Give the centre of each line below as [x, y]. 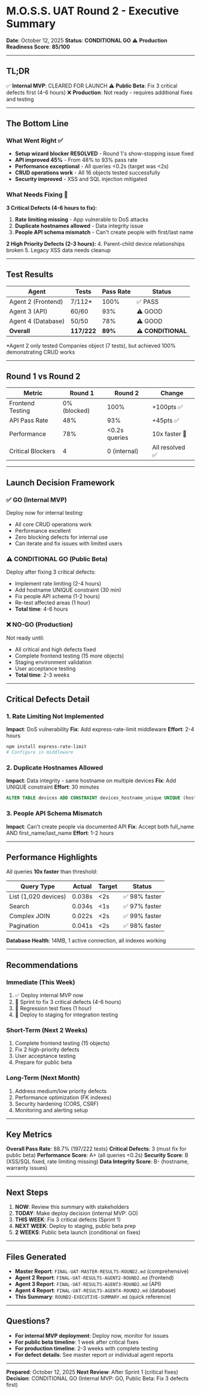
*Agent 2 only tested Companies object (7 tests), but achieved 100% [91, 345]
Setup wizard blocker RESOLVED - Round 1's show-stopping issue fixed [104, 153]
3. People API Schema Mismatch [54, 813]
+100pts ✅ [168, 407]
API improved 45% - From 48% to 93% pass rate [76, 160]
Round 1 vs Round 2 [43, 376]
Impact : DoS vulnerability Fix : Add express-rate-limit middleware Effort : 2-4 [100, 729]
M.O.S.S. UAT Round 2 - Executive [93, 11]
